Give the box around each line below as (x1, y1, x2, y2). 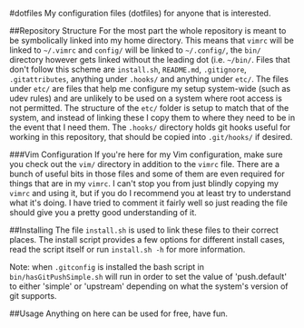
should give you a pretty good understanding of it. (9, 207, 197, 217)
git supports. (9, 291, 57, 301)
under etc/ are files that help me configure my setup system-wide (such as (9, 84, 291, 94)
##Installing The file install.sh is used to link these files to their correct (9, 224, 279, 235)
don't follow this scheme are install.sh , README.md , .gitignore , (9, 64, 247, 75)
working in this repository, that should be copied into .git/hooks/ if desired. (9, 132, 293, 142)
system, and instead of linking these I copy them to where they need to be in (9, 113, 296, 123)
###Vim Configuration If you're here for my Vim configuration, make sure (9, 149, 283, 160)
